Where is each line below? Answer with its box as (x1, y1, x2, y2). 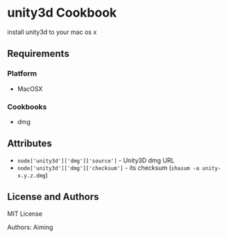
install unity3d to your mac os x (7, 28, 97, 36)
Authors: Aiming (7, 223, 53, 231)
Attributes (7, 137, 52, 150)
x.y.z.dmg (17, 172, 47, 179)
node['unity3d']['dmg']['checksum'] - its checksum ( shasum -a (17, 163, 200, 171)
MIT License (7, 210, 43, 218)
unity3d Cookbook (7, 5, 117, 21)
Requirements (7, 48, 69, 60)
